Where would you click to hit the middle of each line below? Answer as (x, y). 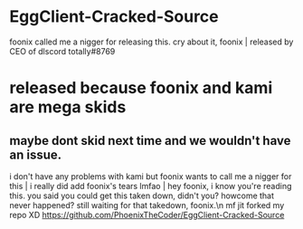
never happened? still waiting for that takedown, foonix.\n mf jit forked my (147, 205)
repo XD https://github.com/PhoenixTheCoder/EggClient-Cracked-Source (147, 215)
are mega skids (68, 107)
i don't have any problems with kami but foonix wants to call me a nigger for (151, 176)
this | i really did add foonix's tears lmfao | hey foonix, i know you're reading (151, 186)
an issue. (36, 154)
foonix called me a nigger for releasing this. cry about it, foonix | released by (151, 42)
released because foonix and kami (141, 88)
